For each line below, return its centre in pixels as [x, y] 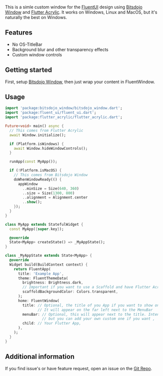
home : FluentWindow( [39, 301]
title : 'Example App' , [41, 274]
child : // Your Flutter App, [52, 323]
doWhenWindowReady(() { [38, 179]
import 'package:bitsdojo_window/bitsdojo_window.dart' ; [64, 108]
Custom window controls [37, 54]
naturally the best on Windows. [36, 17]
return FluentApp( [32, 269]
